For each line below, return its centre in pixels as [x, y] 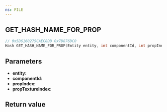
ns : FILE [14, 10]
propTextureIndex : [32, 89]
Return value [25, 105]
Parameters [24, 61]
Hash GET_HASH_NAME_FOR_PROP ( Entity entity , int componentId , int [75, 46]
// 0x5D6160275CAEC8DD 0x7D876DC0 [41, 41]
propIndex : [24, 84]
